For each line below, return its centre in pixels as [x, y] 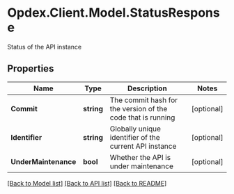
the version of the [139, 108]
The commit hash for [144, 100]
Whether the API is [140, 157]
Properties [31, 68]
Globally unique [135, 129]
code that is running [142, 118]
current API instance [143, 146]
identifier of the [135, 137]
